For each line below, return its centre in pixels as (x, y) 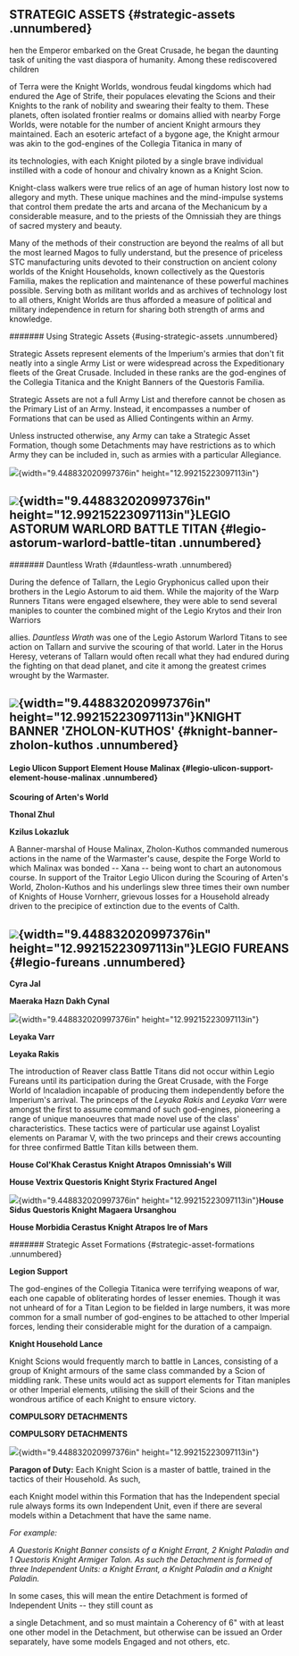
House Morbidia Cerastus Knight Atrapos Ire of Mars (108, 1227)
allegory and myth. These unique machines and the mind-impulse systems (146, 197)
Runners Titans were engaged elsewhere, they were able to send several (143, 601)
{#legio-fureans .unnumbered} (97, 962)
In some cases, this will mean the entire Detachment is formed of (129, 1596)
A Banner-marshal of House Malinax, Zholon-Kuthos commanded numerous (149, 849)
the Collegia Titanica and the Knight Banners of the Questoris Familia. (137, 382)
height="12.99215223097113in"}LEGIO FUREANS (149, 948)
